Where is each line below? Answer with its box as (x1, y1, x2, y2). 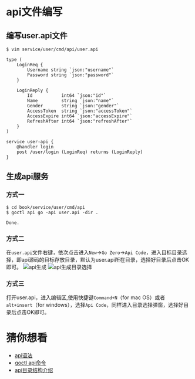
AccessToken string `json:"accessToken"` (27, 108, 133, 114)
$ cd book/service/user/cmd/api (6, 204, 85, 210)
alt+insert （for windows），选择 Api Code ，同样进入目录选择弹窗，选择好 (6, 302, 184, 309)
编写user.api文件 (6, 31, 68, 40)
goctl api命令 (14, 359, 46, 367)
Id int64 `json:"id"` (27, 93, 107, 99)
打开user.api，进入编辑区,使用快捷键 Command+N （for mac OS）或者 (6, 294, 166, 301)
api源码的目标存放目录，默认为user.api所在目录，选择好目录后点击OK (21, 256, 190, 263)
